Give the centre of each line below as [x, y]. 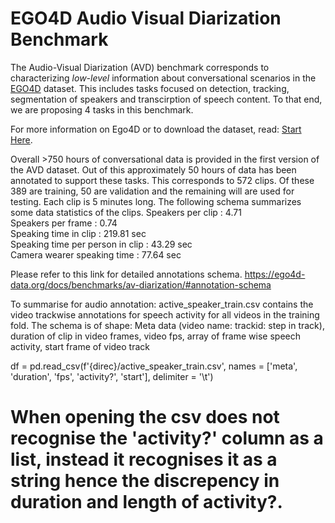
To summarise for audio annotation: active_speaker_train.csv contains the [162, 304]
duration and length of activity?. [146, 502]
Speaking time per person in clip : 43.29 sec [101, 244]
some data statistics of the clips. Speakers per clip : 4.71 [126, 212]
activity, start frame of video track [80, 346]
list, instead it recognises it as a [144, 459]
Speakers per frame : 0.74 [64, 223]
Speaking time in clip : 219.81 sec [78, 233]
